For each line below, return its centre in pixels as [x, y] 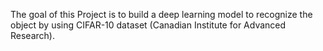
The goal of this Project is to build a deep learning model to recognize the [161, 14]
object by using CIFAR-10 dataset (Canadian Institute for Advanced [148, 25]
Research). [32, 35]
